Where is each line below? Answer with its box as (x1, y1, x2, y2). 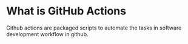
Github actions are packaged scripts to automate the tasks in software (6, 24, 182, 31)
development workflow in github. (6, 30, 89, 37)
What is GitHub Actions (6, 4, 126, 18)
